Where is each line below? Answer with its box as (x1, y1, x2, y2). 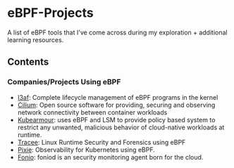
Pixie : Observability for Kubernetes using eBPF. (17, 146, 155, 154)
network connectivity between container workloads (17, 108, 168, 117)
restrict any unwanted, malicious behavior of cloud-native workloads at (17, 123, 225, 131)
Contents (7, 56, 49, 68)
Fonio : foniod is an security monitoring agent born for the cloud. (17, 153, 204, 161)
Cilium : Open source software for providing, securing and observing (17, 101, 216, 109)
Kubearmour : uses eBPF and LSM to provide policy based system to (17, 115, 216, 124)
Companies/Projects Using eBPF (7, 77, 121, 87)
